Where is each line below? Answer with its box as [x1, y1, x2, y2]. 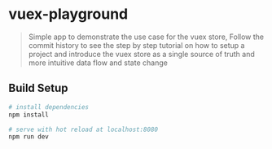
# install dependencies [8, 103, 90, 111]
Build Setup [8, 81, 68, 95]
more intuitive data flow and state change [28, 58, 169, 68]
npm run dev [8, 133, 49, 141]
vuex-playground [8, 5, 129, 24]
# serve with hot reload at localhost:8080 [8, 125, 159, 134]
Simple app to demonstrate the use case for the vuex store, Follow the [28, 32, 265, 42]
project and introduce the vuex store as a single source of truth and [28, 49, 255, 59]
